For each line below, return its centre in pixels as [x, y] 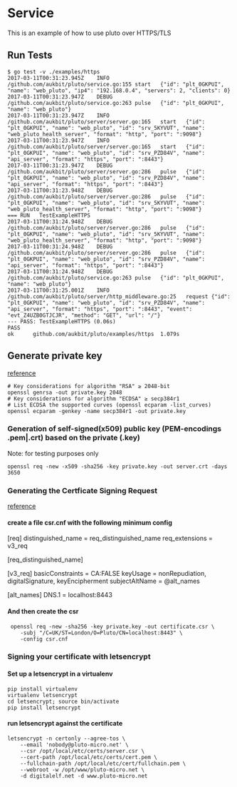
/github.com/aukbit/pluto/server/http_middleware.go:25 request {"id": [119, 296]
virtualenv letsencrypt [43, 695]
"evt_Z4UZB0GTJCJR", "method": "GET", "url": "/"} [84, 315]
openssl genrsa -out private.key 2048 [65, 392]
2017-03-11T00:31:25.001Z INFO [59, 290]
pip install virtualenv [43, 689]
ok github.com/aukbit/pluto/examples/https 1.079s [94, 334]
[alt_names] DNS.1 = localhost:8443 [60, 595]
